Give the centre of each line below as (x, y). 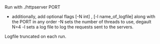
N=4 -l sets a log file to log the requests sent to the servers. (73, 27)
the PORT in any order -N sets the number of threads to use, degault (81, 22)
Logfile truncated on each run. (36, 36)
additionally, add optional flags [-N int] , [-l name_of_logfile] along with (83, 16)
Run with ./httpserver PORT (32, 7)
